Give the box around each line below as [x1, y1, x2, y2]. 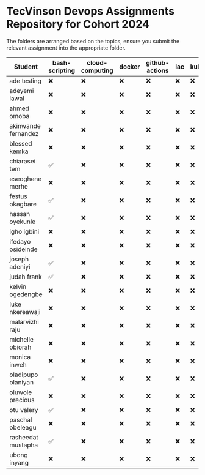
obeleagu [9, 423, 37, 432]
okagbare [9, 200, 37, 208]
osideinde [9, 245, 38, 253]
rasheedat [9, 433, 38, 441]
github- [146, 58, 170, 67]
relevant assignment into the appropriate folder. [6, 44, 126, 51]
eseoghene [9, 174, 42, 183]
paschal [9, 415, 32, 424]
